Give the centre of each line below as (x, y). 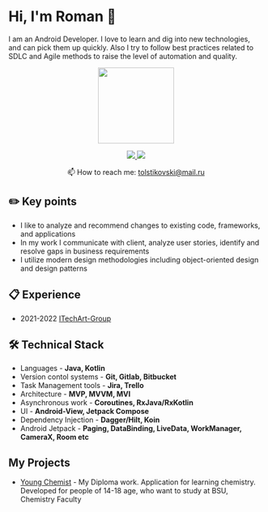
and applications (48, 233)
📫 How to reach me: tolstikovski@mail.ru (136, 172)
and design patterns (53, 268)
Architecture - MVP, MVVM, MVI (75, 394)
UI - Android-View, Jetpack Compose (85, 412)
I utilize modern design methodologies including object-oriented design (139, 259)
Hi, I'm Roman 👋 (62, 17)
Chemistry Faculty (51, 499)
